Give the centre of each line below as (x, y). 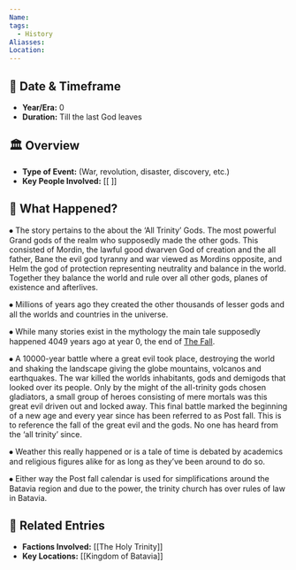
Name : (19, 17)
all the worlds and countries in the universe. (89, 314)
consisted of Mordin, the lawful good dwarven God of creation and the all (143, 250)
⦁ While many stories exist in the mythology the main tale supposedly (135, 331)
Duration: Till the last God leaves (82, 117)
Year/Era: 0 (43, 107)
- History (35, 34)
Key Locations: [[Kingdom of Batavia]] (92, 556)
